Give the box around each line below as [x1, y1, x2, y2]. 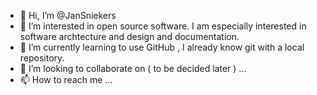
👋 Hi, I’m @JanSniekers [19, 10, 117, 21]
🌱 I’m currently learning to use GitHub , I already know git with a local [19, 41, 305, 53]
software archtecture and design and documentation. [19, 31, 240, 42]
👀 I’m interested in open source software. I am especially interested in [19, 20, 307, 32]
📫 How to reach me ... [19, 74, 113, 85]
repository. [19, 52, 65, 64]
